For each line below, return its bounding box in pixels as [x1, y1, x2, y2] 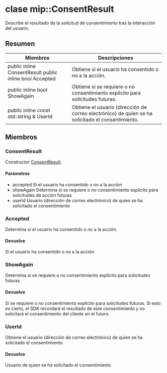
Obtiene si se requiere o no [72, 83, 135, 90]
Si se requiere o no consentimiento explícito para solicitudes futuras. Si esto [5, 300, 161, 306]
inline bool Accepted [7, 75, 56, 82]
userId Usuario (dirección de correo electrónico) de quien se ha [12, 197, 143, 203]
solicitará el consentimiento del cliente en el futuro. [5, 310, 110, 316]
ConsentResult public [7, 69, 58, 75]
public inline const [7, 107, 51, 114]
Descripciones [98, 54, 133, 61]
